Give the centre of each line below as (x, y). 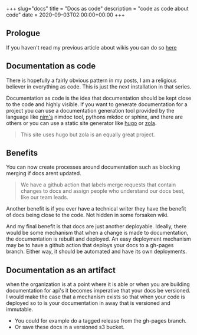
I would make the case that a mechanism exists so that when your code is (96, 297)
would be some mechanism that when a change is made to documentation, (97, 233)
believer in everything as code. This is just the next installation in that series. (99, 86)
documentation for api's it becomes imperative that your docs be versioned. (98, 291)
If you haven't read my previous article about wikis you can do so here (91, 47)
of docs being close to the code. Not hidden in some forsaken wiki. (88, 215)
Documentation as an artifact (61, 270)
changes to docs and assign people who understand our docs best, (103, 191)
